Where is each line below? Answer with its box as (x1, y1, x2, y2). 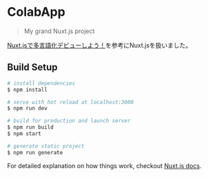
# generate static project (7, 143, 85, 149)
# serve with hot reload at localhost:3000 (7, 98, 134, 105)
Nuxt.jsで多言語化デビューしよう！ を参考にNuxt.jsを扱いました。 (7, 41, 192, 49)
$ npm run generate (7, 149, 63, 156)
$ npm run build (7, 124, 54, 131)
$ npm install (7, 86, 48, 93)
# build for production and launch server (7, 118, 131, 125)
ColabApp (7, 4, 65, 20)
